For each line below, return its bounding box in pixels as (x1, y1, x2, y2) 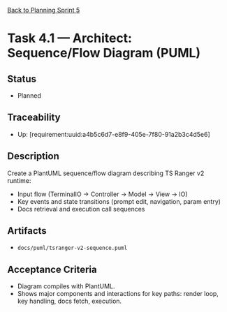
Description (7, 150, 59, 163)
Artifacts (7, 225, 47, 237)
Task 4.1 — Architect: (7, 31, 133, 46)
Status (7, 73, 37, 84)
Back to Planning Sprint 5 (7, 6, 80, 14)
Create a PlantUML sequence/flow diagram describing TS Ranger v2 (7, 169, 205, 177)
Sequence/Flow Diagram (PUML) (7, 45, 201, 61)
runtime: (7, 176, 31, 184)
